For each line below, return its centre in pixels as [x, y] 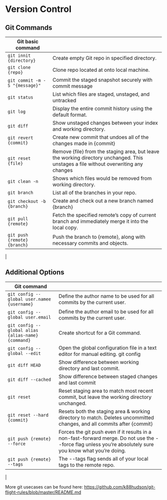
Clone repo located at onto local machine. [101, 70]
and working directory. [79, 129]
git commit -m [24, 81]
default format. [70, 115]
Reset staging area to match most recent [106, 391]
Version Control [38, 9]
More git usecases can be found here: [44, 487]
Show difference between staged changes [108, 376]
